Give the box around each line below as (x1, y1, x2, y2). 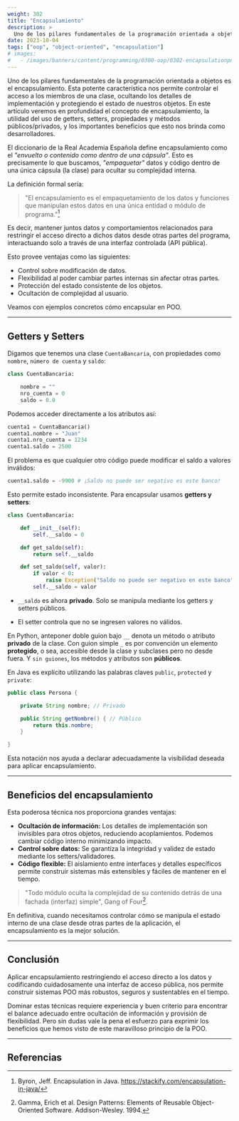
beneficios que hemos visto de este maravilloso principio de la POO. (7, 1024, 208, 1033)
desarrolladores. (7, 129, 55, 138)
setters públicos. (17, 604, 68, 612)
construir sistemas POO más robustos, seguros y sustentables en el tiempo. (7, 988, 230, 996)
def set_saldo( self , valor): (20, 564, 107, 571)
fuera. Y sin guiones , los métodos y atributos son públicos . (7, 654, 183, 663)
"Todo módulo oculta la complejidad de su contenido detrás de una (24, 889, 223, 897)
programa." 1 (24, 208, 60, 218)
